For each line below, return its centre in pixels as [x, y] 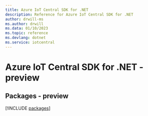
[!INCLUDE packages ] [28, 108]
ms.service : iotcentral [30, 42]
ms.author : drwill [24, 24]
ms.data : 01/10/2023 [27, 28]
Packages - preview [37, 96]
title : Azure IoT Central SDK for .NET [47, 10]
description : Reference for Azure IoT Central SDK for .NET [69, 14]
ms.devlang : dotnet [26, 38]
